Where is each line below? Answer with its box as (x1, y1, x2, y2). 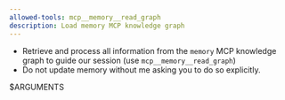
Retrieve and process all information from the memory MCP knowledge (21, 45, 277, 56)
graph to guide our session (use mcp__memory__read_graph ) (21, 55, 236, 65)
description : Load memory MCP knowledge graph (9, 21, 185, 30)
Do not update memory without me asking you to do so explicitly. (21, 64, 261, 75)
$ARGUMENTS (9, 81, 65, 92)
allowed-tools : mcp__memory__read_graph (9, 12, 162, 22)
